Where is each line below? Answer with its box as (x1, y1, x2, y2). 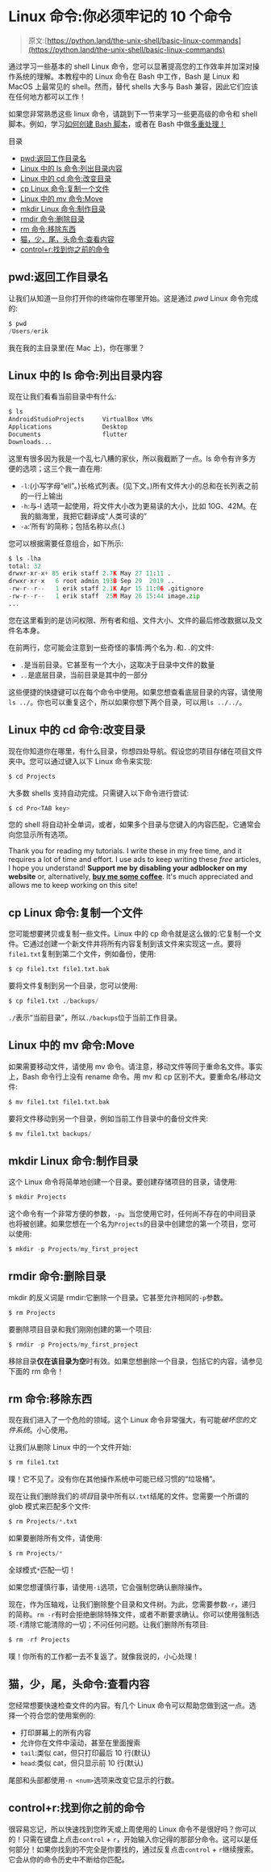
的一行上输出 (19, 491, 63, 501)
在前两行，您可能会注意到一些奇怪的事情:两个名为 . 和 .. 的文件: (8, 642, 215, 652)
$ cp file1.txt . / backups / (8, 997, 99, 1005)
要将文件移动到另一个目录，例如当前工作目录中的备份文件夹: (8, 1113, 209, 1123)
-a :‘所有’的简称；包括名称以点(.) (19, 521, 126, 530)
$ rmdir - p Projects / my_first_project (8, 1340, 139, 1349)
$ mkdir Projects (8, 1194, 67, 1202)
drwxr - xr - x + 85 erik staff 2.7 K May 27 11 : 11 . (8, 569, 172, 578)
